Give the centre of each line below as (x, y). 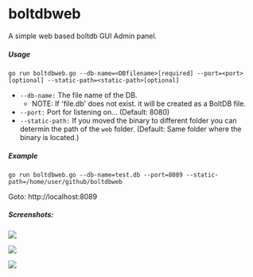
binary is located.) (49, 137)
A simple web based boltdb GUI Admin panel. (83, 36)
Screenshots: (31, 215)
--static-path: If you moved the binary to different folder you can (128, 120)
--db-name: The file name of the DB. (78, 95)
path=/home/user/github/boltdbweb (66, 181)
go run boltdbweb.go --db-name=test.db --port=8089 (95, 175)
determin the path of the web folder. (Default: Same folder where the (130, 129)
